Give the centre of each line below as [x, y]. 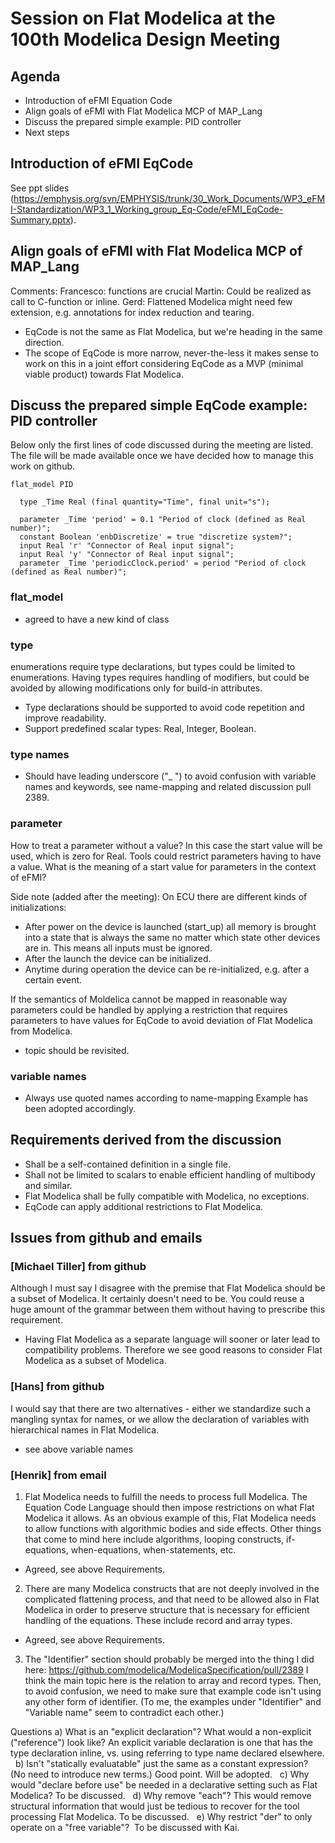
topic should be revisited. [77, 1050]
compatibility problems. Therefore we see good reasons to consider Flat [173, 1350]
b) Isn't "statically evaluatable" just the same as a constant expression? [161, 1764]
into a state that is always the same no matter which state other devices [172, 937]
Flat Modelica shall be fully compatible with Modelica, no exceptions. [167, 1196]
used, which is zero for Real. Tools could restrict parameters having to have [166, 856]
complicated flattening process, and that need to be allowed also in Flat [172, 1599]
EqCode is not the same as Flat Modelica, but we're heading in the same [173, 331]
